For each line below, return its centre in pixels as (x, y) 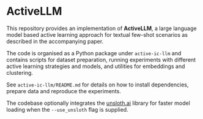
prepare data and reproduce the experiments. (64, 91)
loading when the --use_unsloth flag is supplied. (67, 109)
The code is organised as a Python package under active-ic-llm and (94, 53)
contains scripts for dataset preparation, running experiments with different (101, 60)
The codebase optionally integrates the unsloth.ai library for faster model (98, 103)
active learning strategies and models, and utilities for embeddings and (96, 66)
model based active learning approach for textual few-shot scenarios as (97, 34)
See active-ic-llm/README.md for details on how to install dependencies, (98, 85)
